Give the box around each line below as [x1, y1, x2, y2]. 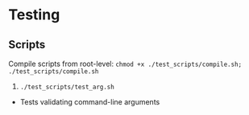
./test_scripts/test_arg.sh [19, 83, 114, 91]
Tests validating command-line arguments [19, 97, 160, 106]
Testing [8, 6, 60, 24]
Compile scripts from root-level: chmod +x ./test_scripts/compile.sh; [8, 59, 243, 68]
